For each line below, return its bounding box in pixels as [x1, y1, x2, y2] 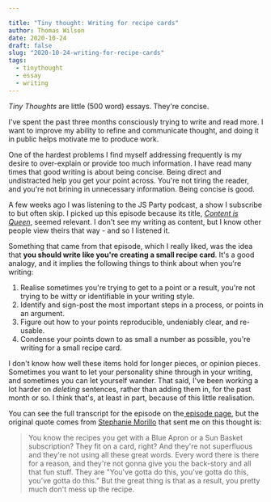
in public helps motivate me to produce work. [8, 134, 159, 144]
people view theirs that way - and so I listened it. [8, 226, 171, 235]
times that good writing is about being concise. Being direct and [8, 167, 222, 176]
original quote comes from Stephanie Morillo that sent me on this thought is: [8, 417, 262, 427]
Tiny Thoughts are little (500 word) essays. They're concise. [8, 101, 210, 111]
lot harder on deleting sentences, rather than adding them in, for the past [8, 384, 252, 394]
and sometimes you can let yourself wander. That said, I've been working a [8, 375, 259, 385]
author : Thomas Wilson [8, 26, 85, 35]
